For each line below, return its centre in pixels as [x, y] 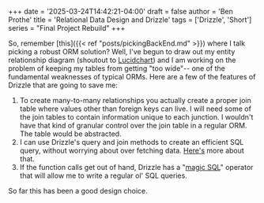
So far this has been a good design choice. [78, 191]
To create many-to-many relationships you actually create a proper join [135, 100]
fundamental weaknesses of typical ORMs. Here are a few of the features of [132, 77]
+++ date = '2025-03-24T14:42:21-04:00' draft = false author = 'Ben [121, 11]
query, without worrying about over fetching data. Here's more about [132, 150]
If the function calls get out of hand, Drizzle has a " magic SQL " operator [136, 167]
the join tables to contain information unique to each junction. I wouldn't [136, 117]
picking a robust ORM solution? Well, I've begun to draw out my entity [122, 52]
